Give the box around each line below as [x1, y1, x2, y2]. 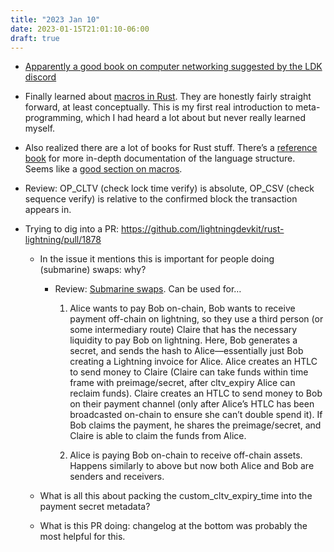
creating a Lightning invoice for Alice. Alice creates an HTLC [69, 356, 318, 368]
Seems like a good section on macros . [24, 163, 183, 175]
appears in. [24, 204, 72, 216]
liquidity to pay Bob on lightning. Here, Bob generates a [69, 334, 298, 346]
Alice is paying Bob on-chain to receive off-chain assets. [69, 449, 303, 461]
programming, [24, 112, 84, 124]
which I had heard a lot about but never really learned [85, 112, 307, 124]
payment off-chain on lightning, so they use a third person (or [69, 313, 324, 325]
